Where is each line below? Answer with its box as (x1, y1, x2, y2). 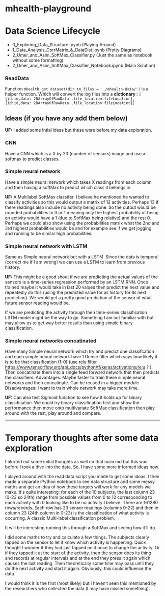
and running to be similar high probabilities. (5, 230, 93, 236)
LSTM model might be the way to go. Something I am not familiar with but (5, 315, 154, 321)
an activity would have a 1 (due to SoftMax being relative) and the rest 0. (5, 215, 151, 221)
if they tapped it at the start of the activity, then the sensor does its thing (5, 550, 151, 556)
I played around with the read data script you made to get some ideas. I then (5, 474, 160, 480)
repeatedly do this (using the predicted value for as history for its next (5, 289, 146, 295)
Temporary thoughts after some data (5, 432, 159, 443)
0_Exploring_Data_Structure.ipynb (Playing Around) (12, 42, 116, 48)
